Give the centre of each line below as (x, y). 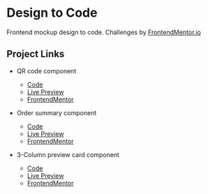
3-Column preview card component (68, 154)
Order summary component (57, 112)
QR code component (46, 70)
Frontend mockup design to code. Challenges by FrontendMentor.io (104, 32)
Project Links (36, 54)
